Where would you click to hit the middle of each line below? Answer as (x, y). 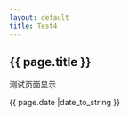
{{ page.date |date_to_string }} (65, 103)
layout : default (39, 17)
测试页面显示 (32, 85)
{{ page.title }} (50, 62)
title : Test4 (33, 26)
